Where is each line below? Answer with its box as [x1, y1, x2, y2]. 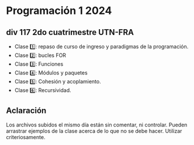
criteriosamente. [6, 133, 46, 140]
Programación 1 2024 [6, 4, 112, 17]
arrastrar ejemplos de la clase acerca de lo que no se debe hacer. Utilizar [6, 127, 182, 135]
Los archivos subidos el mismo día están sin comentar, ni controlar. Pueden [6, 121, 188, 128]
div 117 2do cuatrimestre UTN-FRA [6, 27, 134, 37]
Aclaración [6, 106, 47, 116]
